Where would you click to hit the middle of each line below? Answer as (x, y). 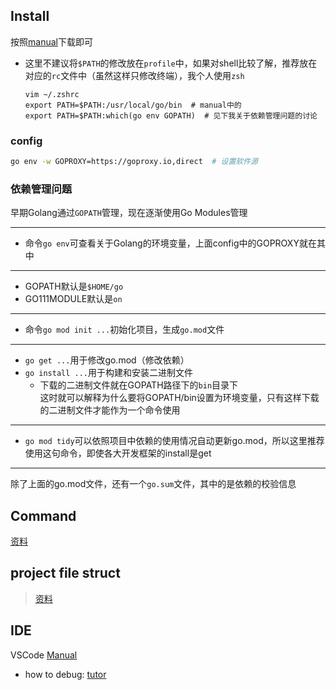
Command (43, 515)
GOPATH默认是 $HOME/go (74, 286)
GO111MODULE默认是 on (73, 299)
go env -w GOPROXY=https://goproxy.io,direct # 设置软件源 (134, 162)
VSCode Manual (44, 655)
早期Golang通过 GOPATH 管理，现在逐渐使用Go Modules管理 (129, 213)
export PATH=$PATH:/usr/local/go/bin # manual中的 (133, 105)
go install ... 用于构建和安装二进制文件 (109, 373)
